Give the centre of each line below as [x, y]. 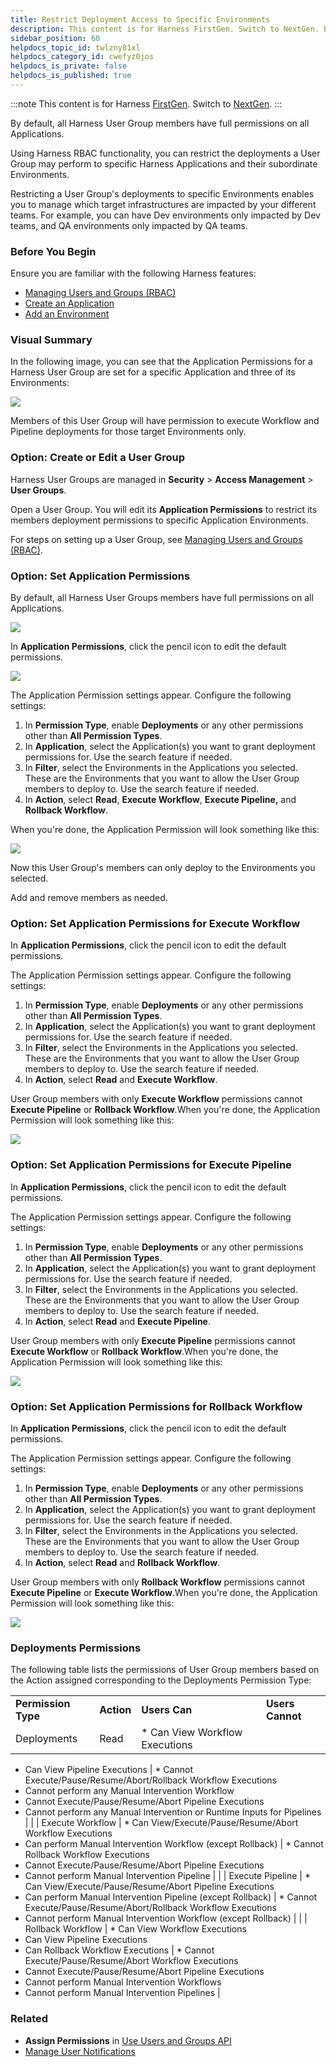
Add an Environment [67, 314]
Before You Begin [53, 251]
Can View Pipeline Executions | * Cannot [108, 1770]
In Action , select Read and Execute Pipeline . [118, 1321]
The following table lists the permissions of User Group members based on [165, 1670]
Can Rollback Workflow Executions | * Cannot [119, 1950]
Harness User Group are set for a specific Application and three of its [153, 372]
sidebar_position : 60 [55, 38]
